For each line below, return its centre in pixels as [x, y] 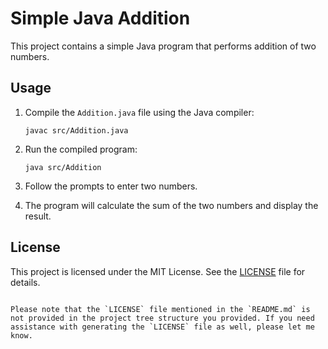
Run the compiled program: [81, 149]
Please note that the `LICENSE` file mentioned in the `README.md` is [160, 309]
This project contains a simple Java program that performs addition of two [163, 46]
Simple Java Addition [100, 18]
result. [38, 216]
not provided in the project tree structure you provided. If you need [162, 318]
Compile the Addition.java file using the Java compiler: [139, 112]
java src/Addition [63, 167]
